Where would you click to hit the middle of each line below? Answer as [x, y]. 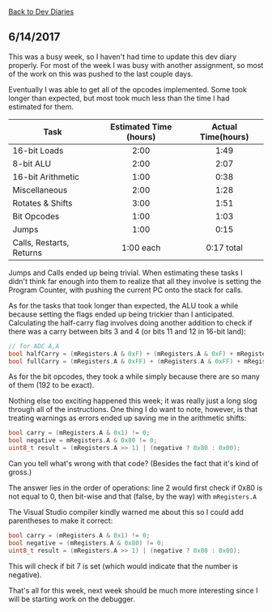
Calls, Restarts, [41, 242]
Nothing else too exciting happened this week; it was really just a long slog [133, 401]
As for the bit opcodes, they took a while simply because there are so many [134, 376]
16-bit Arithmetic [46, 176]
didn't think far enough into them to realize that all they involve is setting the [135, 281]
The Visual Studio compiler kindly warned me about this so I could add [126, 512]
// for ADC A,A [34, 346]
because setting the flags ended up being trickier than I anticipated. [121, 314]
